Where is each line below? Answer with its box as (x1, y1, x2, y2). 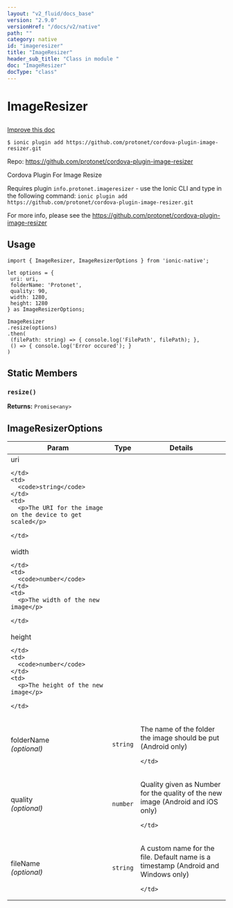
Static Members (7, 367, 78, 379)
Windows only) (140, 870, 189, 879)
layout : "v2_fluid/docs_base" (7, 10, 95, 17)
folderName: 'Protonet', (10, 281, 82, 289)
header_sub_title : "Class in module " (7, 56, 119, 63)
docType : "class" (7, 68, 58, 75)
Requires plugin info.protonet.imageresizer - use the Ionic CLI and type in (7, 184, 222, 192)
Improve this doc (7, 125, 55, 134)
